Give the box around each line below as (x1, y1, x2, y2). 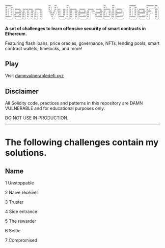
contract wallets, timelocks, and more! (5, 45, 82, 51)
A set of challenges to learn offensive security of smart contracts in (5, 25, 146, 31)
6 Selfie (5, 228, 21, 234)
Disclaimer (5, 87, 39, 95)
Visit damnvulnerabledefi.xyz (5, 73, 64, 79)
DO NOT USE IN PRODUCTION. (5, 115, 69, 121)
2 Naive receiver (5, 189, 38, 196)
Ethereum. (5, 31, 27, 36)
